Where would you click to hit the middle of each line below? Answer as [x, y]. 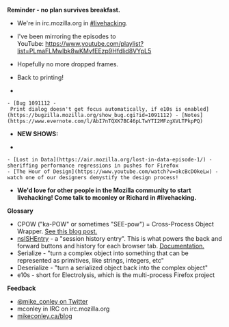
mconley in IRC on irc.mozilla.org [63, 309]
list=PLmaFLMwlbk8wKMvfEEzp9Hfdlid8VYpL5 [84, 51]
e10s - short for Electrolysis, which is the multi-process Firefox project [116, 275]
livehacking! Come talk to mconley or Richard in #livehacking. [107, 197]
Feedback [22, 288]
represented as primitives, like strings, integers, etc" [90, 260]
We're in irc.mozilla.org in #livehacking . [72, 23]
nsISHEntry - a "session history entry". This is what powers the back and [119, 238]
